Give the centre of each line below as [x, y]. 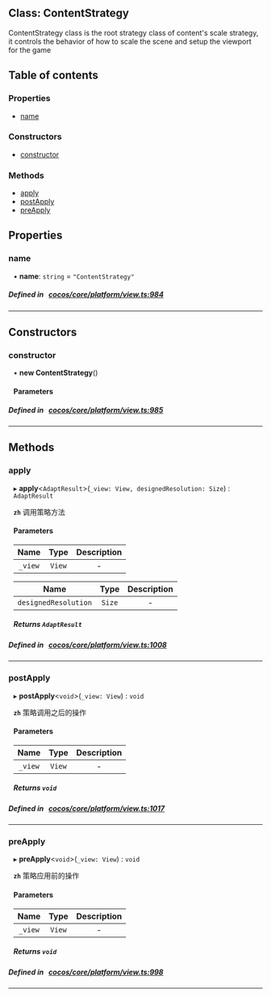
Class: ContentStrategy [69, 13]
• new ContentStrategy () [56, 373]
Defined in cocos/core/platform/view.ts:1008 [88, 645]
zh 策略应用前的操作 [46, 876]
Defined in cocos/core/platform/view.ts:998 [86, 972]
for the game [30, 50]
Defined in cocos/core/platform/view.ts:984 [86, 295]
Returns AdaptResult [48, 625]
